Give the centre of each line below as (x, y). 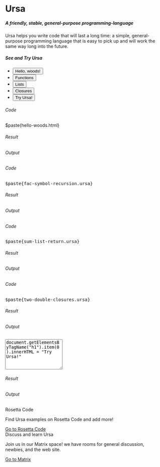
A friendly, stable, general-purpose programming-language (69, 23)
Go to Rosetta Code (26, 429)
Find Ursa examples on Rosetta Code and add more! (59, 419)
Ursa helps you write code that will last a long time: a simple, (68, 36)
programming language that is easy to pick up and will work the (89, 41)
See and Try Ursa (24, 58)
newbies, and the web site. (33, 450)
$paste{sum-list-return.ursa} (43, 242)
